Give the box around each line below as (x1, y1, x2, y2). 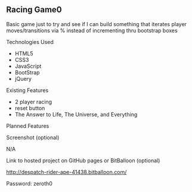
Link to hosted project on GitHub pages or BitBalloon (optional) (6, 157, 160, 164)
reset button (14, 104, 45, 112)
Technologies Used (6, 38, 54, 45)
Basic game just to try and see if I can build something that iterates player (6, 20, 187, 27)
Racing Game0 (6, 5, 63, 15)
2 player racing (14, 98, 52, 105)
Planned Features (6, 122, 49, 130)
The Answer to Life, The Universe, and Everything (14, 111, 138, 118)
